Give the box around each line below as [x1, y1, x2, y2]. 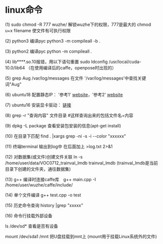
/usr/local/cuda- [109, 59, 142, 64]
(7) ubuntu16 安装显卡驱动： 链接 [5, 102, 72, 108]
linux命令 [5, 4, 43, 16]
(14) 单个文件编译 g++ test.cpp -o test [5, 192, 81, 198]
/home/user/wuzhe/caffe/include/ [5, 182, 73, 188]
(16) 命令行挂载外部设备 [5, 213, 53, 219]
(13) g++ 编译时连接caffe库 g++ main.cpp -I [5, 176, 96, 182]
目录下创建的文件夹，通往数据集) [5, 166, 71, 172]
